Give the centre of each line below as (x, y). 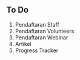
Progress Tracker (37, 50)
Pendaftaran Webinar (42, 37)
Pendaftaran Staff (37, 24)
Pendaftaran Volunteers (45, 31)
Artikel (23, 44)
